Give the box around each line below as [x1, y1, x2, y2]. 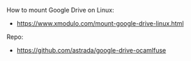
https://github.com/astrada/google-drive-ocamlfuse [16, 46, 167, 54]
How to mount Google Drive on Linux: [6, 6, 114, 14]
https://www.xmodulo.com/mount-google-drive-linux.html [16, 19, 184, 27]
